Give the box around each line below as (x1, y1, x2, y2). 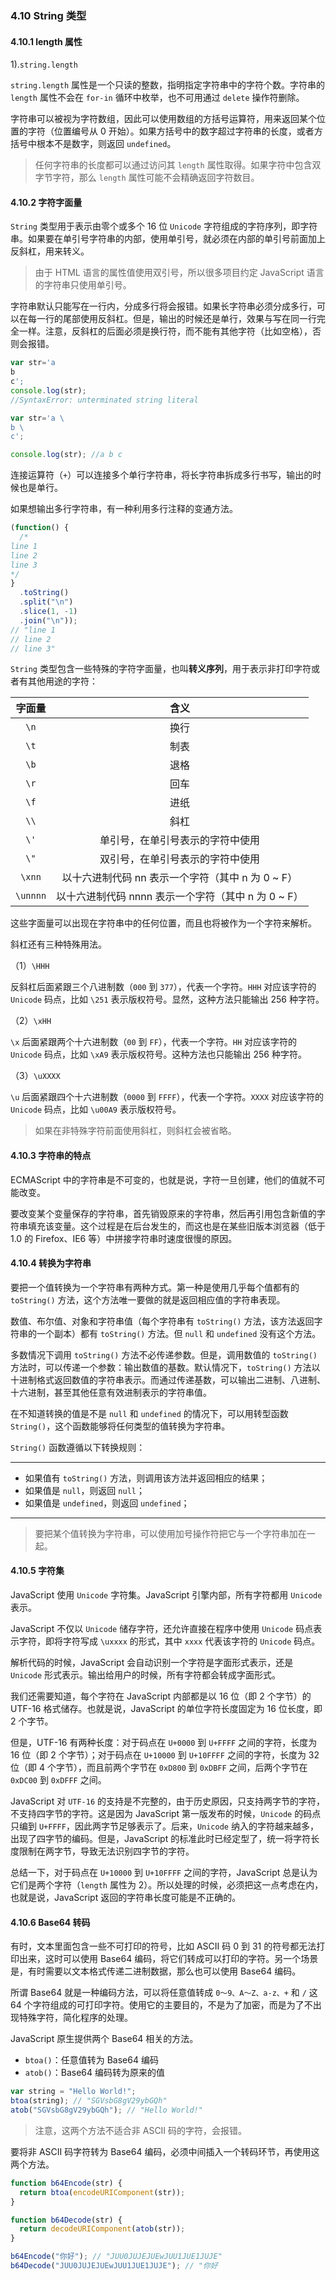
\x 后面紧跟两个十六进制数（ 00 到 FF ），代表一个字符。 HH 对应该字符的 (10, 1036, 298, 1048)
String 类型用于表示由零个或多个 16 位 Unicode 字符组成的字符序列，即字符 (10, 220, 318, 232)
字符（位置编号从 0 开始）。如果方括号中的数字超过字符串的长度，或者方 (27, 125, 323, 137)
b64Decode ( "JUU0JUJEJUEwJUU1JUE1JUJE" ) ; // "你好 (10, 2261, 218, 2271)
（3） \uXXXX (10, 1070, 61, 1082)
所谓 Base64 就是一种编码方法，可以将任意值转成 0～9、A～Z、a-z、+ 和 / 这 (10, 1987, 318, 1999)
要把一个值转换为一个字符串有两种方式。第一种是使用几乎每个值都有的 (10, 1281, 300, 1293)
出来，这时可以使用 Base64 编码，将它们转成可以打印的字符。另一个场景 (18, 1953, 319, 1965)
